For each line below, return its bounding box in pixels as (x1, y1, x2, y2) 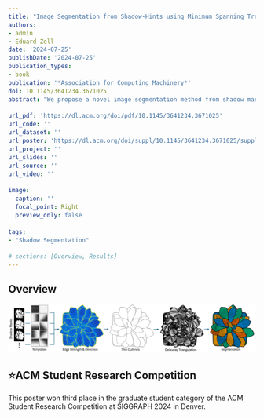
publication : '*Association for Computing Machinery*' (8, 78, 192, 86)
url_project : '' (8, 145, 61, 153)
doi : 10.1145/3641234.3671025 (8, 87, 108, 95)
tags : (8, 228, 26, 235)
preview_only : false (15, 211, 82, 219)
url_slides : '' (8, 153, 58, 161)
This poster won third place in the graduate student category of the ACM (8, 393, 244, 403)
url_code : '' (8, 120, 51, 129)
